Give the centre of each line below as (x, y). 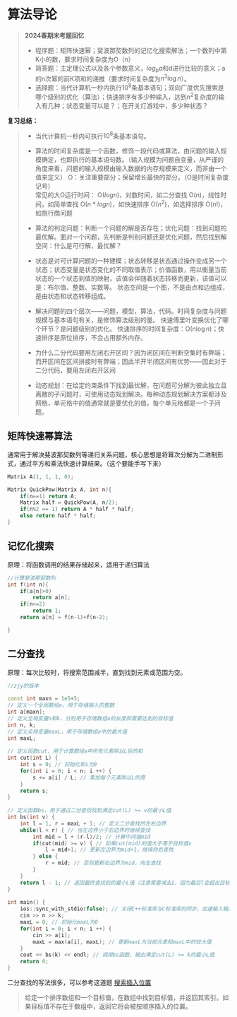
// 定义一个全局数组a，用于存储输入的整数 (61, 705)
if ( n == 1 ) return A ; (49, 496)
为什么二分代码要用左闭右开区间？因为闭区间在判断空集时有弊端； (131, 353)
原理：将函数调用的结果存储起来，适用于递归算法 (78, 564)
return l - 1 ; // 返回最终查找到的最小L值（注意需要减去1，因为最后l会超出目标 (125, 883)
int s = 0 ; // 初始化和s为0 (59, 765)
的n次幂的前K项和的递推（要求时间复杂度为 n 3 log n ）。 (113, 78)
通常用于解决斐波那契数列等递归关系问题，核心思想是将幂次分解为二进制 (112, 454)
